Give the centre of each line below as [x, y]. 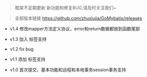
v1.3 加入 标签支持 [28, 39]
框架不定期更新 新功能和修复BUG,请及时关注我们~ [66, 8]
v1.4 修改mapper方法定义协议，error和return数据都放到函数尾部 [75, 29]
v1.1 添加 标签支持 [27, 59]
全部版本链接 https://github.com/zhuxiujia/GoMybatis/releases [78, 18]
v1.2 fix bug [22, 49]
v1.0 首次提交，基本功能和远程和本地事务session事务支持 [68, 70]
